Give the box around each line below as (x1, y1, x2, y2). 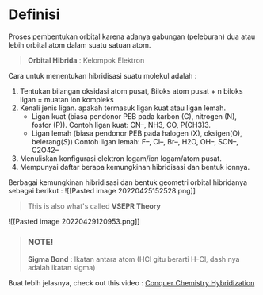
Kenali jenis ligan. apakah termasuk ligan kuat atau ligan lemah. (19, 103, 227, 113)
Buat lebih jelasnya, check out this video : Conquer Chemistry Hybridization (8, 278, 255, 288)
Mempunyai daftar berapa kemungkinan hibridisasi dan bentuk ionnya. (19, 162, 250, 171)
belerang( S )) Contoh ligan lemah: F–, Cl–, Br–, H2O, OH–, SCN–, (31, 136, 239, 146)
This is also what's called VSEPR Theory (27, 201, 161, 211)
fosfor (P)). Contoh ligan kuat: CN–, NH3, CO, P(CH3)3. (31, 120, 212, 129)
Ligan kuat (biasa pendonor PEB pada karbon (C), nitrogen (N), (31, 111, 238, 121)
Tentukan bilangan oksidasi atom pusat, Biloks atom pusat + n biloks (19, 86, 243, 96)
